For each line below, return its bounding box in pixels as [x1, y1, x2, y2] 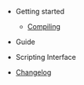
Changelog [15, 68, 52, 77]
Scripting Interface [15, 53, 77, 61]
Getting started [15, 7, 65, 16]
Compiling [27, 22, 61, 31]
